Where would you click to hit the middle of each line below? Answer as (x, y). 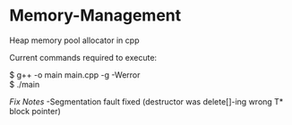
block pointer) (35, 111)
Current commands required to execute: (83, 57)
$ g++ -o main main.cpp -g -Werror (75, 75)
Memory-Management (95, 16)
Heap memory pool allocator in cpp (74, 40)
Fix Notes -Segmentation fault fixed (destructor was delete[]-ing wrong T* (146, 101)
